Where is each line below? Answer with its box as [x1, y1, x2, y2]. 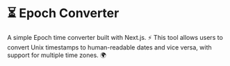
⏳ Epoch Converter [7, 5, 120, 21]
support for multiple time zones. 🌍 [7, 51, 106, 59]
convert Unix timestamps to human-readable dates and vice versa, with [7, 43, 212, 52]
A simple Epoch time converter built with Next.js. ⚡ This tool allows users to [7, 33, 224, 41]
